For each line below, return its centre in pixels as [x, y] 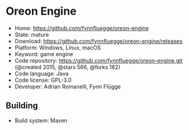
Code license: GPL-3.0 [43, 80]
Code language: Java [41, 73]
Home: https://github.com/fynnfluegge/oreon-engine [82, 28]
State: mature [32, 34]
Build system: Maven [41, 120]
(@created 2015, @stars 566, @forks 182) [67, 67]
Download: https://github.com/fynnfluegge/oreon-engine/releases [98, 41]
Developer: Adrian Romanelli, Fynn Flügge [67, 86]
